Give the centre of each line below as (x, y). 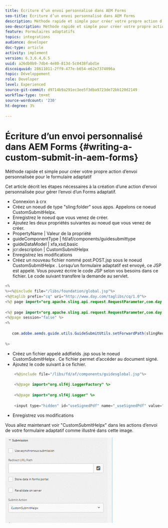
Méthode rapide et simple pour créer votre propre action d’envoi (71, 172)
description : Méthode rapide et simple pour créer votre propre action (81, 21)
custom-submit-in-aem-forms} (72, 158)
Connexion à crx (29, 202)
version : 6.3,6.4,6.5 (28, 58)
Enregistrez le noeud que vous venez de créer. (60, 217)
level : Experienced (25, 85)
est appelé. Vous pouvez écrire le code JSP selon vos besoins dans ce (85, 271)
